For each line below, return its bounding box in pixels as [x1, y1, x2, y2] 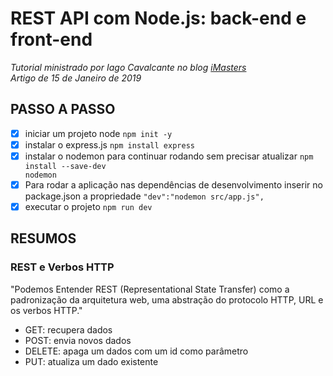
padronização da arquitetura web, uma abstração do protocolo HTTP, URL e [10, 293, 324, 306]
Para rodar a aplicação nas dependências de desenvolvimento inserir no [24, 178, 323, 191]
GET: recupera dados [24, 323, 113, 336]
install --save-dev [24, 161, 107, 171]
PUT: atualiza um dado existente [24, 355, 159, 367]
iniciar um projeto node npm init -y [24, 127, 173, 139]
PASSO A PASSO [10, 101, 116, 118]
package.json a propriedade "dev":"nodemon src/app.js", [24, 190, 265, 202]
